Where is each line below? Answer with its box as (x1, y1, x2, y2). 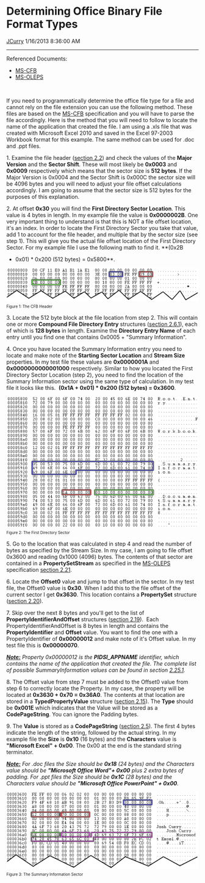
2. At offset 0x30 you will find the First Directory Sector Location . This (6, 204, 186, 212)
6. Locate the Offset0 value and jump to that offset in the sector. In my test (6, 578, 194, 585)
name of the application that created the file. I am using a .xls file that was (6, 123, 192, 130)
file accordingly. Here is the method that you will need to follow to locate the (6, 116, 198, 123)
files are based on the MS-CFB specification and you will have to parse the (6, 110, 195, 117)
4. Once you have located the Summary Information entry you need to (6, 345, 182, 353)
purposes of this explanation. (6, 193, 80, 200)
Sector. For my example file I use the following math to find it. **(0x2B (6, 243, 184, 251)
